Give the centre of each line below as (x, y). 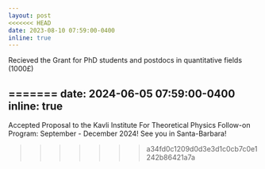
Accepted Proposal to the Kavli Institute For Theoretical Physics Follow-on (129, 125)
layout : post (30, 15)
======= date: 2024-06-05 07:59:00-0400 (122, 93)
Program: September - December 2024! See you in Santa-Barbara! (117, 134)
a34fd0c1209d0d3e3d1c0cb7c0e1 (202, 149)
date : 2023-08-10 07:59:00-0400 (61, 30)
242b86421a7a (171, 157)
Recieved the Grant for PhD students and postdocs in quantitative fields (125, 60)
